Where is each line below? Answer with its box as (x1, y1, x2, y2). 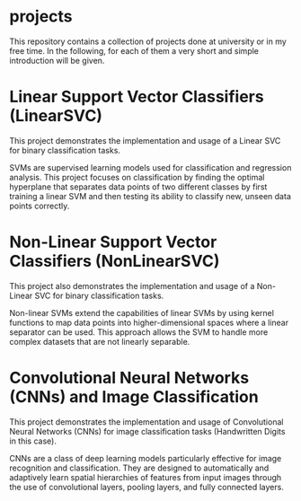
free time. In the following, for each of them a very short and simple (9, 45, 259, 56)
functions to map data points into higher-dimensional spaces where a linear (9, 317, 289, 328)
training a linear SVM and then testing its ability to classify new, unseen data (9, 190, 292, 201)
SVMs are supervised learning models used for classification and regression (9, 162, 292, 172)
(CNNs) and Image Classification (9, 387, 259, 407)
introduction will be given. (9, 55, 105, 66)
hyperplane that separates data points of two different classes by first (9, 181, 268, 192)
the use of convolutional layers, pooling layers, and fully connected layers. (9, 481, 285, 492)
